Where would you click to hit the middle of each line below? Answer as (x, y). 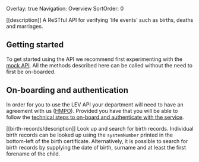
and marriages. (25, 26)
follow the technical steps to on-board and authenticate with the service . (95, 117)
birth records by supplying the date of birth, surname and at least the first (96, 147)
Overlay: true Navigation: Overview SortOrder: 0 (65, 9)
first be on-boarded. (31, 72)
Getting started (35, 45)
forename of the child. (33, 154)
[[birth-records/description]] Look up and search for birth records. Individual (100, 128)
